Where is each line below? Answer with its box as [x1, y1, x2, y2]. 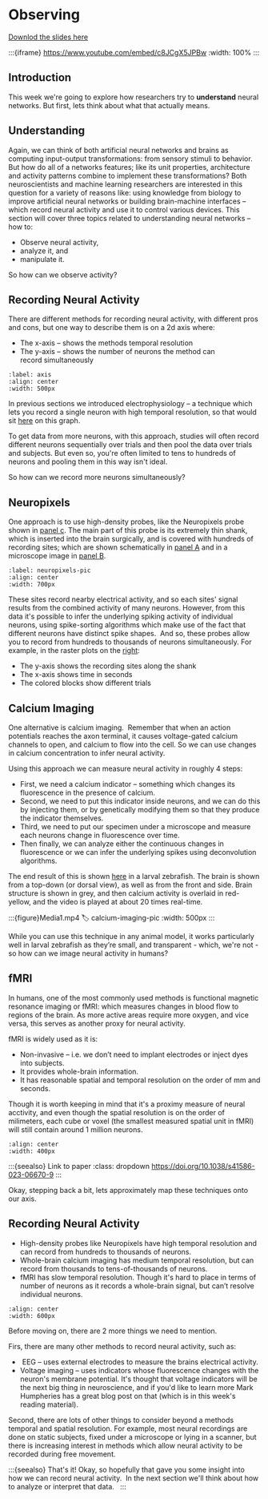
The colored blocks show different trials [19, 679, 152, 688]
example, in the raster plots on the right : [8, 646, 140, 655]
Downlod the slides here [8, 32, 89, 42]
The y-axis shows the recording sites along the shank [19, 661, 197, 671]
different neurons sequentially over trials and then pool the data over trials [8, 440, 253, 449]
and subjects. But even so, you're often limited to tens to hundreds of [8, 449, 236, 458]
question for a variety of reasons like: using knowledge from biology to [8, 187, 242, 197]
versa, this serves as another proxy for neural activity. [8, 1018, 186, 1028]
